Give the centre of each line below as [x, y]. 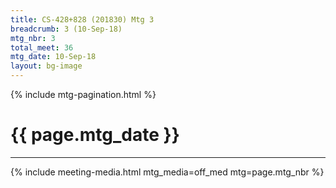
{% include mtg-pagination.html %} [83, 94]
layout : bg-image [46, 66]
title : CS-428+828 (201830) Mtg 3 [82, 19]
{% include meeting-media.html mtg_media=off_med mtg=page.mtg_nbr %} [167, 172]
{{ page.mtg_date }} [95, 135]
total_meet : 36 [42, 47]
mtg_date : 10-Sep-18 [53, 57]
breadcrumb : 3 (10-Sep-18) [66, 29]
